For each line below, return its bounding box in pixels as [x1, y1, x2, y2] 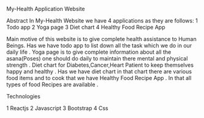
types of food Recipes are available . [6, 81, 99, 88]
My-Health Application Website [6, 6, 85, 12]
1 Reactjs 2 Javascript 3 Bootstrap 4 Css [6, 105, 108, 112]
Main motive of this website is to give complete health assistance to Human [6, 35, 197, 42]
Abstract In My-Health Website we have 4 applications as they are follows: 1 [6, 17, 198, 24]
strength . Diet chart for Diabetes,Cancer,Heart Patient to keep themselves [6, 61, 194, 68]
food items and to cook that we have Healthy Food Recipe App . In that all [6, 75, 192, 81]
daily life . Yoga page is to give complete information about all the [6, 48, 172, 56]
